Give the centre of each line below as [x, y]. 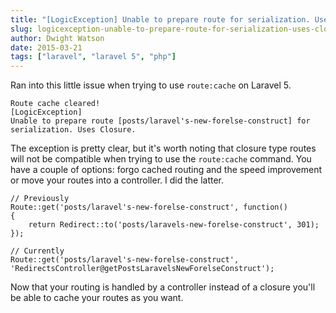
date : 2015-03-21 [46, 47]
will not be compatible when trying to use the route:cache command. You [161, 159]
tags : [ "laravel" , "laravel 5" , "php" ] [93, 57]
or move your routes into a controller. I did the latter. [117, 180]
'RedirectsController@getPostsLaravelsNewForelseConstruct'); [142, 269]
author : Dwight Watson [57, 38]
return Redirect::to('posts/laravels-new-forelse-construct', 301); [174, 225]
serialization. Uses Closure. [73, 130]
